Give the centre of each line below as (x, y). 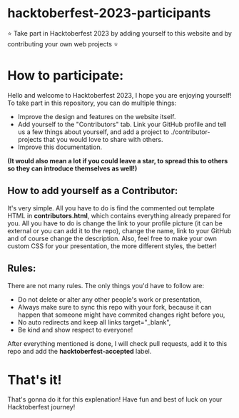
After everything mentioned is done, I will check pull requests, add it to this (117, 343)
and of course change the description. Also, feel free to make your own (112, 238)
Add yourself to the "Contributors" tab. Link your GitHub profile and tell (122, 124)
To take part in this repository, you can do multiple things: (92, 103)
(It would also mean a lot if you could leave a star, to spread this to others (118, 160)
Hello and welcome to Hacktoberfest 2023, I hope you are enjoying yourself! (119, 95)
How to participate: (66, 76)
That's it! (35, 380)
